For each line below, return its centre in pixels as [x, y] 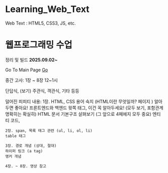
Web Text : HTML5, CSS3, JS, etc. [40, 23]
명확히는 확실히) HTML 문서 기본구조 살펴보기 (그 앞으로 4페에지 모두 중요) [78, 114]
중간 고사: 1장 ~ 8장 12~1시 [31, 80]
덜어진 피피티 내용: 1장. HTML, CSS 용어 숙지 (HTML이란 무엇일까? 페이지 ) [79, 101]
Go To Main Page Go [27, 70]
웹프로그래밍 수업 [39, 45]
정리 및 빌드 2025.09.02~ [31, 60]
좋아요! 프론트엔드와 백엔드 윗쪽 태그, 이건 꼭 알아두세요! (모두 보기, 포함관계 [89, 108]
